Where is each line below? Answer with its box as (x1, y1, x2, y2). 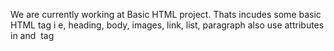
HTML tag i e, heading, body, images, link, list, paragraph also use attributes (10, 19, 325, 31)
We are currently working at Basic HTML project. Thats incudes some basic (10, 9, 322, 20)
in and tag (10, 30, 55, 41)
